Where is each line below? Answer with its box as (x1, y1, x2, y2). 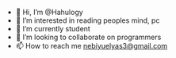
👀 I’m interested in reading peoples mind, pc (15, 16, 160, 25)
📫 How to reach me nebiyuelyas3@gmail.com (15, 42, 168, 50)
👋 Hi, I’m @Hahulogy (15, 8, 83, 16)
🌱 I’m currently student (15, 24, 91, 33)
